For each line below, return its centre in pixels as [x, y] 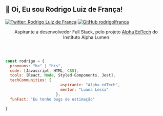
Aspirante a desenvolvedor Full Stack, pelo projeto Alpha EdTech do [86, 32]
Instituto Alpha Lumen [86, 37]
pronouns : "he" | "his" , [36, 66]
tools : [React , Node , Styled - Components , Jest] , [63, 75]
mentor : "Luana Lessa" [85, 90]
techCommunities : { [31, 80]
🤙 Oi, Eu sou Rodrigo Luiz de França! [64, 9]
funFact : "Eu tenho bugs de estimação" [53, 99]
